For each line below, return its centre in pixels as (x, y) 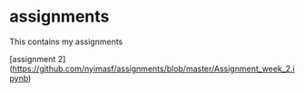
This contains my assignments (66, 41)
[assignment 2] (38, 59)
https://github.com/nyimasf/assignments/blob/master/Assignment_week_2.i (153, 69)
